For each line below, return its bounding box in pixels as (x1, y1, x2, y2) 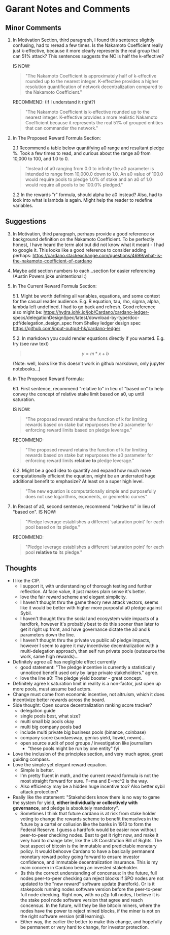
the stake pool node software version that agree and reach (20, 897, 143, 903)
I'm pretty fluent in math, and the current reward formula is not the (20, 772, 159, 779)
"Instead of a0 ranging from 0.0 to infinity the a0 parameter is (25, 166, 154, 171)
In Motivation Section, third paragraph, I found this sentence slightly (12, 37, 155, 43)
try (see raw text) (12, 340, 49, 346)
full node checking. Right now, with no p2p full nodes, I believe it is (20, 891, 160, 897)
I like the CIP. (12, 577, 41, 583)
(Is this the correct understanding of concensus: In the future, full (20, 870, 157, 876)
